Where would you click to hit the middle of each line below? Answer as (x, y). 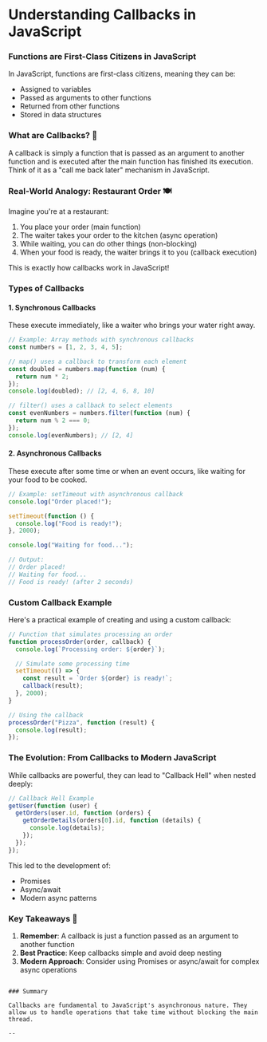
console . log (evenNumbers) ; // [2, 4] (71, 435)
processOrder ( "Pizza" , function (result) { (82, 722)
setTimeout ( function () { (51, 516)
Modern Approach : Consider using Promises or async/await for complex (139, 961)
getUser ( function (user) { (53, 806)
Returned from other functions (70, 106)
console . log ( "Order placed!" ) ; (60, 501)
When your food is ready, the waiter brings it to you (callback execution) (138, 252)
